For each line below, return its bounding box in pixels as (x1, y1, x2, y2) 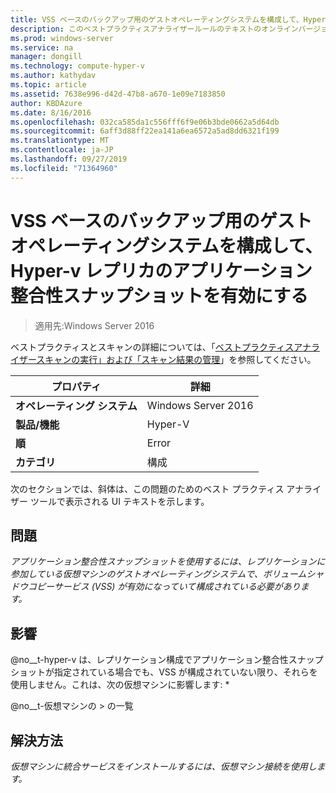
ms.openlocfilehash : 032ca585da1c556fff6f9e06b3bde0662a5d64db (10, 117, 280, 127)
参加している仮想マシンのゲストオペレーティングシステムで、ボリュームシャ (10, 568, 325, 580)
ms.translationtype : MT (10, 136, 110, 146)
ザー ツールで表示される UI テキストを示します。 (10, 495, 210, 507)
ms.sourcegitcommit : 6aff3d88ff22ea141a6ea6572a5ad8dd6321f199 (10, 126, 280, 136)
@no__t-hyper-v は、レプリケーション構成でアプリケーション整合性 (10, 654, 289, 666)
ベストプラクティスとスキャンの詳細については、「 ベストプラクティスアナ (10, 341, 312, 353)
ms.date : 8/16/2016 (10, 107, 92, 118)
